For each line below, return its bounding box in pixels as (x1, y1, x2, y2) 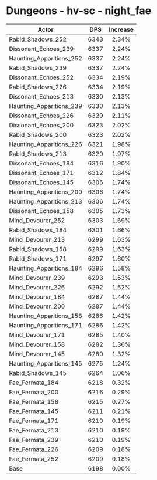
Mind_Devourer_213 (9, 235, 65, 244)
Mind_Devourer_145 (9, 350, 65, 358)
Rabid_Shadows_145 (9, 369, 67, 377)
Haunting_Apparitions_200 (9, 188, 83, 196)
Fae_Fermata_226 (9, 445, 59, 453)
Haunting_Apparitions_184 (9, 264, 83, 272)
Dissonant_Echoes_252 (9, 73, 74, 82)
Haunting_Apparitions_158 (9, 312, 83, 320)
